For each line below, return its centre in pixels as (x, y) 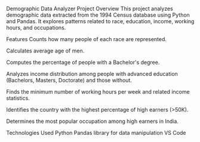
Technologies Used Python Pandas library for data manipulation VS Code (96, 133)
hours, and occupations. (36, 27)
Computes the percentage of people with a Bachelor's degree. (83, 62)
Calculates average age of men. (45, 51)
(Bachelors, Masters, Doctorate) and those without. (69, 80)
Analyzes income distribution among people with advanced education (92, 74)
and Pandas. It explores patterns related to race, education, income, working (100, 21)
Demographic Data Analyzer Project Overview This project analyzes (90, 9)
